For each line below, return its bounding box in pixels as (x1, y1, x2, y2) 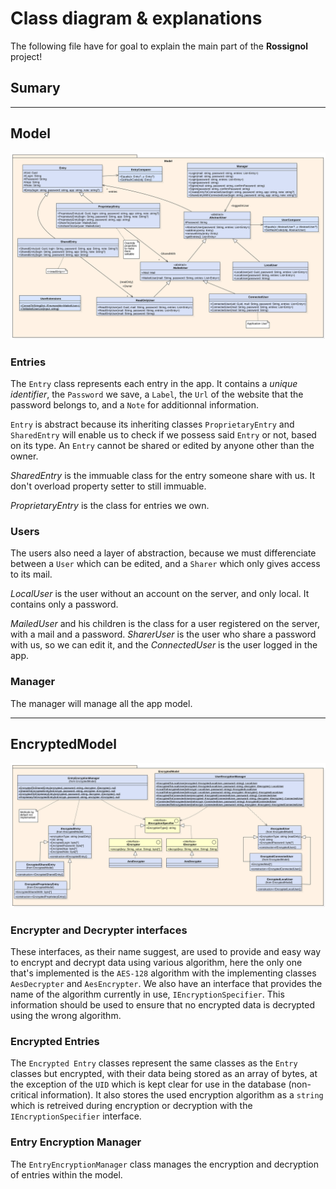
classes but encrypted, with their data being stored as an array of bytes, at (10, 1068, 318, 1080)
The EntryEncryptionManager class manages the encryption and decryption (10, 1158, 319, 1170)
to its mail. (10, 568, 53, 581)
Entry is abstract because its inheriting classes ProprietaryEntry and (10, 418, 295, 431)
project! (10, 50, 43, 62)
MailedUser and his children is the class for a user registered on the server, (10, 618, 320, 630)
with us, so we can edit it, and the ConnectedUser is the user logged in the (10, 639, 318, 651)
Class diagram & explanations (10, 7, 263, 30)
